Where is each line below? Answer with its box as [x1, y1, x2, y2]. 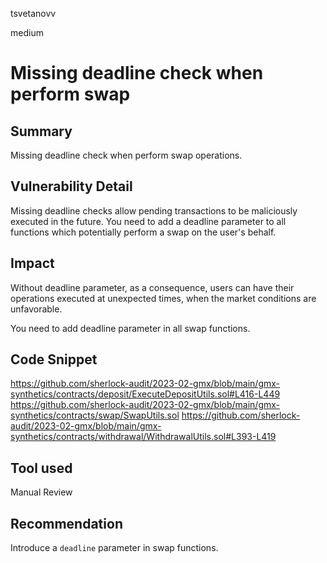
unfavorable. [10, 303, 63, 315]
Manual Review [10, 486, 73, 498]
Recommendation [10, 515, 123, 532]
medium [10, 27, 44, 38]
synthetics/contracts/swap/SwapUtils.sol [10, 409, 180, 422]
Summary [10, 123, 73, 140]
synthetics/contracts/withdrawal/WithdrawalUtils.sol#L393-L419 [10, 431, 277, 443]
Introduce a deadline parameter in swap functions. [10, 542, 219, 554]
